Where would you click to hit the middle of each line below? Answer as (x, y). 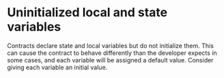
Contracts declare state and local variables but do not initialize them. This (110, 45)
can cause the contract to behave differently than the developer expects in (112, 53)
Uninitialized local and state (87, 13)
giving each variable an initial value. (57, 67)
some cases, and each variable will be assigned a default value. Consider (110, 60)
